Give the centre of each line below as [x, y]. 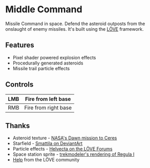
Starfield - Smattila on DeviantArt [48, 143]
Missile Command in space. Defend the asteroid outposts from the [75, 24]
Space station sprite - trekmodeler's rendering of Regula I [73, 154]
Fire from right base [48, 108]
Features [20, 45]
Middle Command [44, 9]
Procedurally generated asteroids [48, 63]
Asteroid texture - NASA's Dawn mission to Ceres [65, 138]
